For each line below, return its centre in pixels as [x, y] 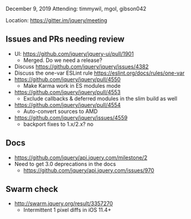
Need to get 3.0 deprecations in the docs [65, 164]
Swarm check [32, 189]
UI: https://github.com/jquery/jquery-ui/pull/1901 [74, 54]
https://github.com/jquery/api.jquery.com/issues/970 [89, 170]
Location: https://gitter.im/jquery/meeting [56, 20]
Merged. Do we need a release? [63, 60]
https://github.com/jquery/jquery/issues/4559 [71, 117]
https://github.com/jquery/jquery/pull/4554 [68, 105]
